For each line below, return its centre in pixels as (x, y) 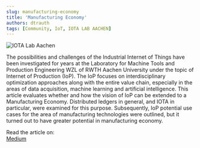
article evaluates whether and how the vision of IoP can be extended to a (96, 95)
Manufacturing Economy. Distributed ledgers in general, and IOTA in (90, 102)
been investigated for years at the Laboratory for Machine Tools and (91, 64)
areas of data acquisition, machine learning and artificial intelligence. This (97, 89)
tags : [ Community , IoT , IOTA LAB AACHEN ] (59, 28)
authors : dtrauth (28, 23)
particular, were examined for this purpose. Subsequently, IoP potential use (99, 108)
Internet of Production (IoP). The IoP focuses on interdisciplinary (86, 76)
